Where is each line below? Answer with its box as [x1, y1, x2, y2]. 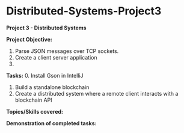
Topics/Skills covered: [6, 108, 64, 115]
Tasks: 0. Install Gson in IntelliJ [6, 72, 84, 79]
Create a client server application [14, 54, 97, 61]
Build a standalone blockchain [14, 83, 90, 91]
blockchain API [14, 96, 52, 104]
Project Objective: [6, 36, 52, 43]
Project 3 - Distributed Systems [6, 24, 87, 31]
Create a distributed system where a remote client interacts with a [14, 90, 179, 97]
